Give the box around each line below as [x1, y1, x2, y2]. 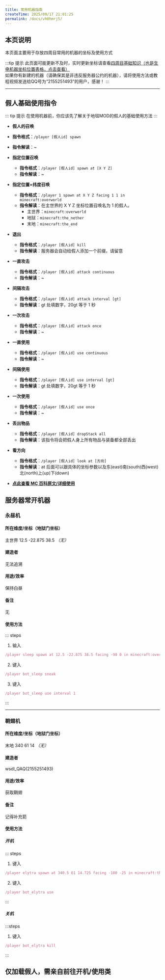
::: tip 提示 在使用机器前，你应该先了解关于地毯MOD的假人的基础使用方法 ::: [5, 113, 158, 118]
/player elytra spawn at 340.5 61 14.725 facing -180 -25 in [5, 871, 133, 875]
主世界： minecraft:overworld [27, 209, 86, 214]
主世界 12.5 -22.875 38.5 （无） [5, 537, 69, 543]
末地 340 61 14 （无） [5, 742, 49, 749]
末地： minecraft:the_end [27, 221, 78, 226]
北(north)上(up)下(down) [19, 470, 70, 476]
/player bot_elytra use [5, 890, 54, 895]
